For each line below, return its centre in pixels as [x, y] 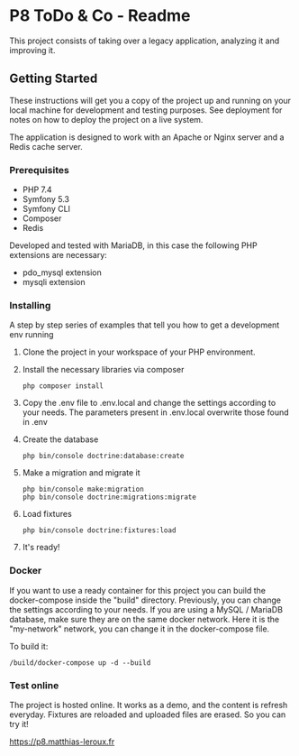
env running [32, 335]
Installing [30, 305]
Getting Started [54, 79]
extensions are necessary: [59, 255]
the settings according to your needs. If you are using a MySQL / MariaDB [146, 609]
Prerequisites [39, 170]
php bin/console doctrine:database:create [103, 456]
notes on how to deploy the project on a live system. [106, 119]
